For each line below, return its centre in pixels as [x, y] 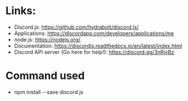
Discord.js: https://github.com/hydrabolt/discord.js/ [76, 27]
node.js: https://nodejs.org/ [47, 39]
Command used [45, 76]
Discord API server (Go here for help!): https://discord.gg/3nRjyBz [94, 52]
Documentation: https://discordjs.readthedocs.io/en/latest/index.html [98, 46]
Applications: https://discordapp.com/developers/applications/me [94, 33]
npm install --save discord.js [49, 92]
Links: [21, 11]
